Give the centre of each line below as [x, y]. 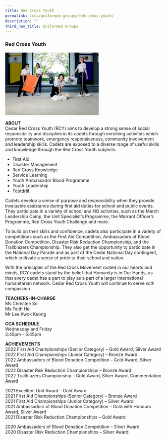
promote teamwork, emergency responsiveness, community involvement [80, 139]
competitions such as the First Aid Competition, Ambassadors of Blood [78, 236]
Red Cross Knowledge [35, 170]
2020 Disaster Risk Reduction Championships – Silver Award [67, 432]
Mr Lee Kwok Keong [26, 314]
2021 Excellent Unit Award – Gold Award [46, 390]
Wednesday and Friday [29, 329]
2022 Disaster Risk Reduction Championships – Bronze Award [68, 370]
